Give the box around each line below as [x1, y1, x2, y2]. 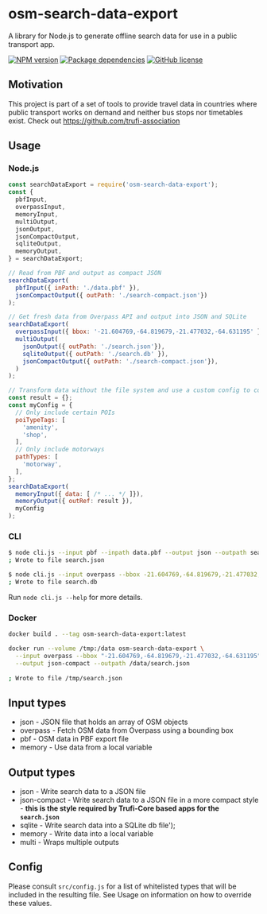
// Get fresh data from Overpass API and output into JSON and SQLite [8, 313, 247, 321]
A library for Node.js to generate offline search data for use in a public [8, 31, 238, 41]
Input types [8, 696, 67, 710]
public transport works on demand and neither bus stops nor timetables [8, 107, 244, 117]
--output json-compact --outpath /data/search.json [15, 659, 191, 668]
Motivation [8, 78, 64, 91]
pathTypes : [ [15, 453, 59, 461]
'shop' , [22, 431, 48, 439]
